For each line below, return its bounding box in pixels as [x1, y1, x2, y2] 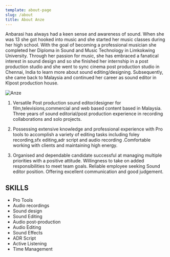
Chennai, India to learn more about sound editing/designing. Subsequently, [5, 69, 164, 75]
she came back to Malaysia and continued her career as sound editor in [5, 75, 157, 81]
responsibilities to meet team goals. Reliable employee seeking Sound [12, 163, 160, 169]
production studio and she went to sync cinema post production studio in [5, 63, 160, 70]
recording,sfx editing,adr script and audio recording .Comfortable [12, 137, 151, 143]
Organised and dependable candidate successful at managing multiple [12, 152, 162, 159]
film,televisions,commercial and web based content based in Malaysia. [12, 105, 162, 112]
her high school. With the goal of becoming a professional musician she [5, 42, 157, 48]
